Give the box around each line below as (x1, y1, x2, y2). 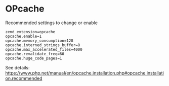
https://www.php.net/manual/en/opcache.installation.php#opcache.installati (5, 70, 164, 76)
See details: (5, 64, 30, 70)
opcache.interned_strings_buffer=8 (5, 42, 80, 48)
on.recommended (5, 75, 43, 81)
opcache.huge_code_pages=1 (5, 56, 62, 61)
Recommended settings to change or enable (5, 20, 98, 26)
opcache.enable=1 (5, 34, 42, 39)
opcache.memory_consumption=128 (5, 38, 73, 43)
